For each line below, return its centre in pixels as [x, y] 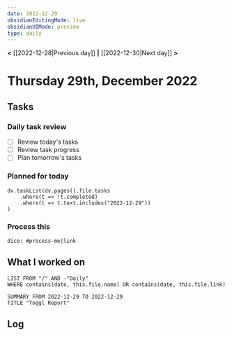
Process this [29, 226]
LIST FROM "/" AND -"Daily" [48, 278]
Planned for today [38, 177]
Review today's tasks [48, 142]
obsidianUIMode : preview [43, 27]
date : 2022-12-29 [32, 14]
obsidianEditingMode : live [46, 20]
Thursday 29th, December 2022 [102, 81]
